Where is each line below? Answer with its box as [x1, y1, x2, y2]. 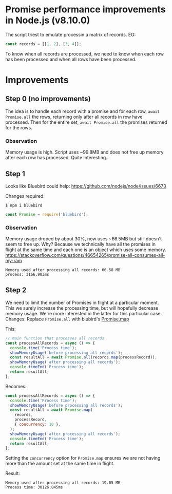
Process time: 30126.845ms [5, 485, 63, 490]
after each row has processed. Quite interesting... [5, 155, 110, 161]
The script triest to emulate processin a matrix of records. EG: [5, 31, 136, 37]
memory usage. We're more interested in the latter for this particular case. [5, 310, 162, 316]
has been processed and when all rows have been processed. [5, 56, 137, 62]
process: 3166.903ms [5, 272, 50, 277]
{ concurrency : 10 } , [14, 422, 61, 427]
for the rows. [5, 124, 32, 130]
